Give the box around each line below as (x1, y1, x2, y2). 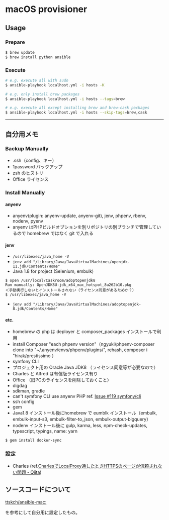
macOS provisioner (5, 4, 88, 15)
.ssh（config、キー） (12, 157, 57, 163)
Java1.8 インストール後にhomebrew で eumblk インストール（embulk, (12, 410, 157, 416)
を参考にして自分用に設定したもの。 (5, 509, 80, 515)
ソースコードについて (5, 485, 71, 494)
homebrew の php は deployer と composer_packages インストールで (12, 329, 157, 335)
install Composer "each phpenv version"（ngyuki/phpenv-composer (12, 341, 155, 347)
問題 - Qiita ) (17, 469, 42, 475)
